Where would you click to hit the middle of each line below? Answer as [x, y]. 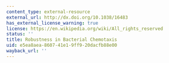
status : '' [20, 34]
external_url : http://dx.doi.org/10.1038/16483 [67, 17]
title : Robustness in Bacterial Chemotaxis [62, 40]
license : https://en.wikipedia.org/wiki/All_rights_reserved [85, 28]
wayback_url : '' [27, 51]
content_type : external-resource [48, 12]
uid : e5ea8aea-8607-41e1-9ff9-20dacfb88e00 [62, 46]
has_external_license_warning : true [52, 23]
